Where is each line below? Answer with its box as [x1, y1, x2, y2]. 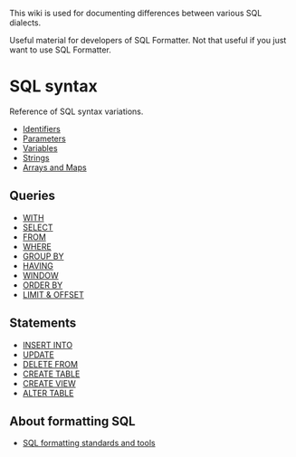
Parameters [22, 133, 66, 144]
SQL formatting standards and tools [22, 438, 156, 449]
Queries [9, 188, 56, 204]
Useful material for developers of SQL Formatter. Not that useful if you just [9, 35, 287, 45]
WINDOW [22, 270, 59, 281]
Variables [22, 142, 58, 153]
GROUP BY [22, 251, 64, 262]
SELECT [22, 222, 53, 233]
